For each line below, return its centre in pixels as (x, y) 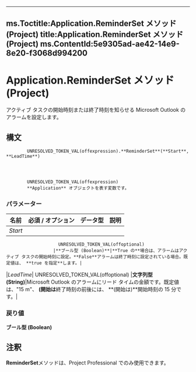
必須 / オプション (51, 221)
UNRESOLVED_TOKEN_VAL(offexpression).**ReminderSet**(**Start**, (108, 151)
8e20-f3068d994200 (47, 53)
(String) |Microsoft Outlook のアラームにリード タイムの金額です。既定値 (93, 282)
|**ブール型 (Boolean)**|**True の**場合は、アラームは (116, 251)
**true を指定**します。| (54, 263)
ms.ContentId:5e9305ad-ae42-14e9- (110, 44)
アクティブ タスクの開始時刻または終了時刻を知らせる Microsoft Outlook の (96, 110)
